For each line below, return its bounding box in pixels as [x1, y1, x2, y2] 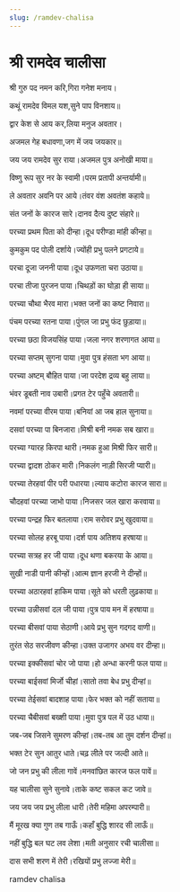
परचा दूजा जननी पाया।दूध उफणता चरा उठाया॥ [9, 262, 143, 272]
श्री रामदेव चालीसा [9, 51, 106, 72]
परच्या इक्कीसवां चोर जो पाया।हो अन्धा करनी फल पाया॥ [9, 657, 167, 668]
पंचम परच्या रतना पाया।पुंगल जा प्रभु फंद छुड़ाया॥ [9, 316, 147, 326]
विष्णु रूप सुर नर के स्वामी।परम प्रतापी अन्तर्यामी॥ [9, 172, 147, 183]
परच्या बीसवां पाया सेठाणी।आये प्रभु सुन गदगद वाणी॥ [9, 621, 156, 632]
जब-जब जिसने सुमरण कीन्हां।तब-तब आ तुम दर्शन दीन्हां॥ [9, 729, 172, 740]
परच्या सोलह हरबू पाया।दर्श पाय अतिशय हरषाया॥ [9, 531, 148, 542]
